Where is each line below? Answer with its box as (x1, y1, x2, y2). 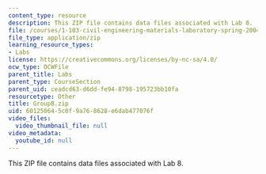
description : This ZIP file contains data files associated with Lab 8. (8, 19, 253, 27)
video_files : (8, 115, 51, 123)
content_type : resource (8, 11, 87, 20)
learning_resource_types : (8, 41, 93, 49)
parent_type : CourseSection (8, 78, 101, 85)
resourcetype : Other (8, 93, 77, 100)
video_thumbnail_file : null (15, 122, 108, 130)
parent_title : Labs (8, 70, 73, 78)
